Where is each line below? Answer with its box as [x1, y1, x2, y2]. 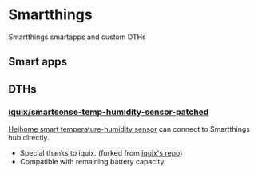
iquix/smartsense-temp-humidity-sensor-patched [8, 106, 209, 117]
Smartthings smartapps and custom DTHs [8, 32, 146, 42]
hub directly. [8, 133, 50, 143]
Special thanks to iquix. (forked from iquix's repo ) [19, 148, 183, 158]
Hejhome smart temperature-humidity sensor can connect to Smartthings [8, 125, 250, 134]
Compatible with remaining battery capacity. [19, 157, 166, 167]
